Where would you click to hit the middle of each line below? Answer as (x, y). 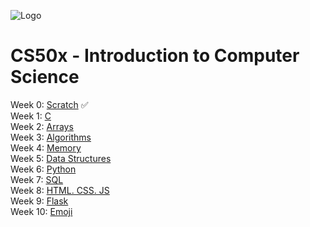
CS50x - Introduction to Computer (155, 56)
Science (45, 77)
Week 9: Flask (39, 201)
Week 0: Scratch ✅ (49, 104)
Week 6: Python (43, 169)
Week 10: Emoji (41, 211)
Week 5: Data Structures (61, 158)
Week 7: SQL (37, 179)
